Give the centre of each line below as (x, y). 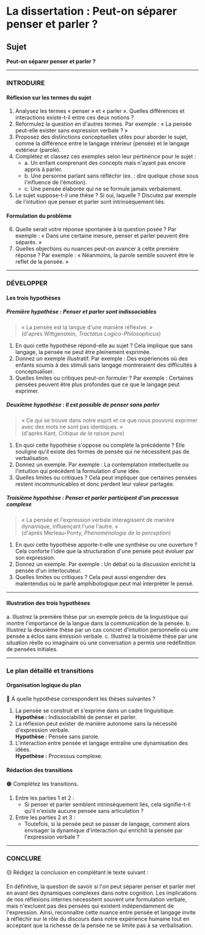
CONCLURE (24, 859)
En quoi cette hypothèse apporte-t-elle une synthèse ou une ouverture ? (106, 544)
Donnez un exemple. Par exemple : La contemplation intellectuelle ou (102, 464)
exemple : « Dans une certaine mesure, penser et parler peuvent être (102, 236)
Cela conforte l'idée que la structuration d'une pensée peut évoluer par (104, 551)
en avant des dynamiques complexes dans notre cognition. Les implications (102, 893)
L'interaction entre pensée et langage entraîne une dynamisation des (101, 743)
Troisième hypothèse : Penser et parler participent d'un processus (92, 498)
